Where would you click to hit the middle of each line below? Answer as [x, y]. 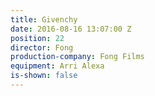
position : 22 [37, 38]
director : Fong [42, 47]
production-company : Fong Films [77, 57]
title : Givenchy [44, 19]
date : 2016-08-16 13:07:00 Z [71, 29]
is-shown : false [44, 76]
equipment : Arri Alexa [57, 66]
